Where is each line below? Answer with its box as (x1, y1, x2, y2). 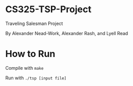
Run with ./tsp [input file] (5, 75, 67, 81)
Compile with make (5, 65, 44, 71)
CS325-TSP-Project (5, 4, 91, 15)
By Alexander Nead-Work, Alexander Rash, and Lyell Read (5, 30, 128, 36)
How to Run (5, 48, 55, 60)
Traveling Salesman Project (5, 20, 63, 26)
